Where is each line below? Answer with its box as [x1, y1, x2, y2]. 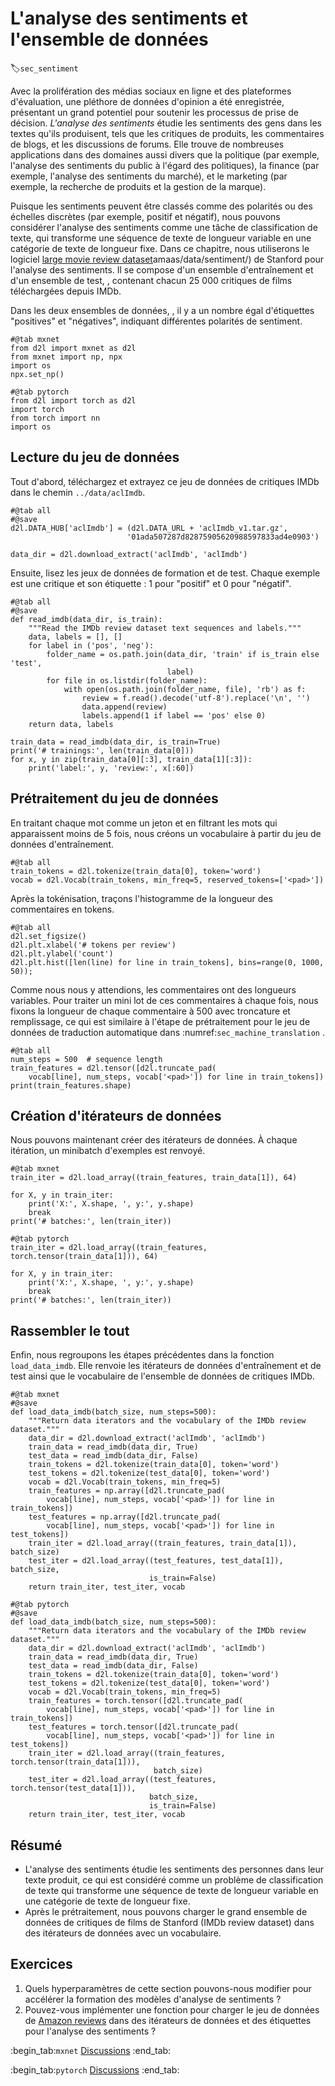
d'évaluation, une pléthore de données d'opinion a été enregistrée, [10, 95, 285, 107]
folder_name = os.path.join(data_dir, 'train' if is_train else [46, 649, 320, 659]
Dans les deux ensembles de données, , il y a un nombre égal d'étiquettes [10, 304, 315, 316]
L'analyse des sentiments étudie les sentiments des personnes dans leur [24, 1863, 325, 1875]
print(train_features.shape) [10, 1080, 132, 1091]
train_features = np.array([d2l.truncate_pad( [28, 1486, 226, 1496]
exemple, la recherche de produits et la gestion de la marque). [10, 180, 267, 192]
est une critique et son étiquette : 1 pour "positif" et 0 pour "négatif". [10, 577, 292, 589]
